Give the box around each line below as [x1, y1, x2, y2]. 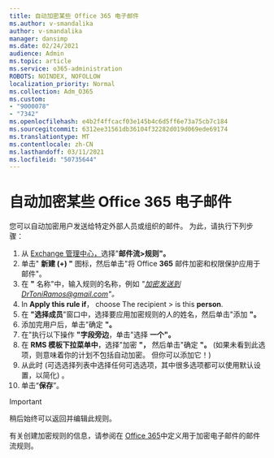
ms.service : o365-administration [9, 65, 123, 73]
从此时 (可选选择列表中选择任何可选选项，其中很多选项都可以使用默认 [20, 361, 254, 370]
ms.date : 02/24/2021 [9, 42, 80, 50]
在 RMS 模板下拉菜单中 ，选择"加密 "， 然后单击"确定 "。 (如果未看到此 [20, 340, 259, 350]
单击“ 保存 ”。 [20, 381, 64, 391]
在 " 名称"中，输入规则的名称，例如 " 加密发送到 [20, 279, 181, 289]
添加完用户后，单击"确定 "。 [20, 320, 116, 330]
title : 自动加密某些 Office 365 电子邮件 [9, 11, 139, 20]
